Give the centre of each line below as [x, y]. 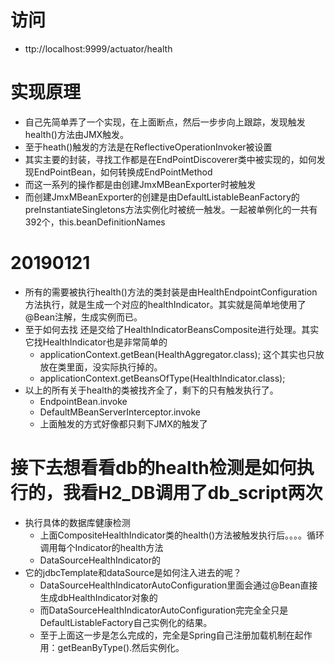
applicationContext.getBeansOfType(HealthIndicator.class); [162, 378]
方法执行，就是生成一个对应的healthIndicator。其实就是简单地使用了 [165, 304]
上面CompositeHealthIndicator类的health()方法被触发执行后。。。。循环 [182, 535]
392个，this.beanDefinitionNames [95, 222]
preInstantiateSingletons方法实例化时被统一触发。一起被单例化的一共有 [171, 209]
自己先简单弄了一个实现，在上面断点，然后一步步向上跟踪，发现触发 [165, 122]
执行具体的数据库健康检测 [77, 522]
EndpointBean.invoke [83, 401]
